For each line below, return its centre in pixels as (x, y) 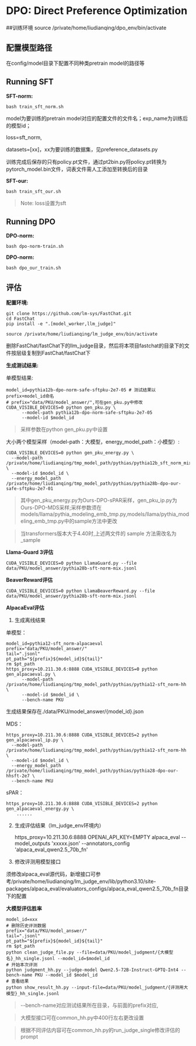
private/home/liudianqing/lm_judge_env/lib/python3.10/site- (85, 882)
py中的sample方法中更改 (88, 521)
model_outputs (32, 844)
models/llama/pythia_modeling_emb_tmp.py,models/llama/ (91, 514)
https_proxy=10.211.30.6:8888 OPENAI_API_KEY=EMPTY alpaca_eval (97, 837)
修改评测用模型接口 (38, 862)
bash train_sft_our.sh (34, 191)
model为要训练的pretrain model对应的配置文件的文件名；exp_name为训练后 (97, 118)
